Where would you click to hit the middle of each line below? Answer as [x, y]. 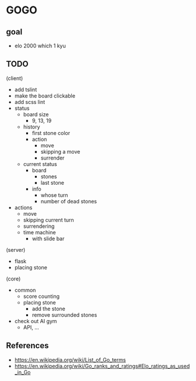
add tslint [26, 89]
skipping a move [60, 151]
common [25, 290]
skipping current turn [48, 220]
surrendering [39, 226]
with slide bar [48, 238]
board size [36, 114]
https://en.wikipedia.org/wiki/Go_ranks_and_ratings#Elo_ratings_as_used [102, 366]
